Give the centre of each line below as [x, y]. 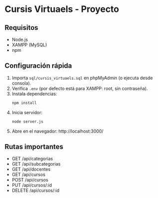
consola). [21, 83]
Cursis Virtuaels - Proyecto [62, 9]
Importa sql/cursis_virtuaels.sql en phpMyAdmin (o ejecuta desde [82, 78]
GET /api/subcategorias [36, 164]
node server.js [28, 121]
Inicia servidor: [27, 112]
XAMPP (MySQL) [29, 45]
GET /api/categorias [32, 159]
